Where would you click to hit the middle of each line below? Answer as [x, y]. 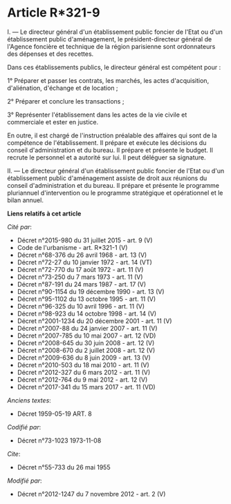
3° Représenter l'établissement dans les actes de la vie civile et [97, 115]
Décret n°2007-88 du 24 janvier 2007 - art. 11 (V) [87, 328]
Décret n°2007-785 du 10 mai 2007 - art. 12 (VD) [86, 336]
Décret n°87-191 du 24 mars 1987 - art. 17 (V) [82, 284]
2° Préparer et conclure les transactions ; [66, 101]
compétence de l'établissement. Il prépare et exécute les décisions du [107, 142]
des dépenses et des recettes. [50, 54]
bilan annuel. [25, 200]
